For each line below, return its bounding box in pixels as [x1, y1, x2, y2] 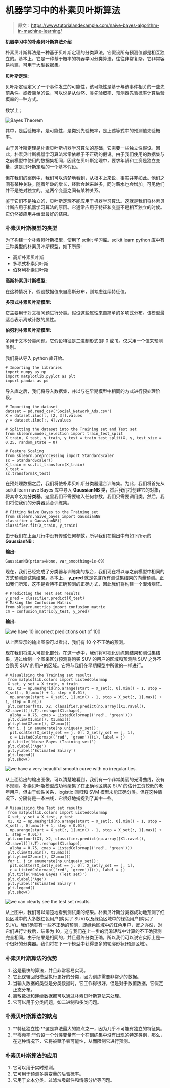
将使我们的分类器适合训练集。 [9, 500, 72, 506]
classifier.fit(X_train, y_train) [5, 523, 78, 528]
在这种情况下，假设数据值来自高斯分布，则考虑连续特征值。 [5, 289, 130, 295]
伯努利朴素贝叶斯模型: [5, 327, 52, 333]
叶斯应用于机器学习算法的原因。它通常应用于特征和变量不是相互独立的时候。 [5, 204, 165, 210]
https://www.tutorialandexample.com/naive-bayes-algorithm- [31, 22, 159, 28]
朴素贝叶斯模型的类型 [5, 224, 57, 231]
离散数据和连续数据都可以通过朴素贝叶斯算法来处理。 [12, 993, 124, 999]
